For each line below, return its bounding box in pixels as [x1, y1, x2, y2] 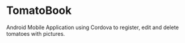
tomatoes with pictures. [6, 30, 66, 37]
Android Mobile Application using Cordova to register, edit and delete [6, 24, 179, 31]
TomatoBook [6, 4, 72, 18]
